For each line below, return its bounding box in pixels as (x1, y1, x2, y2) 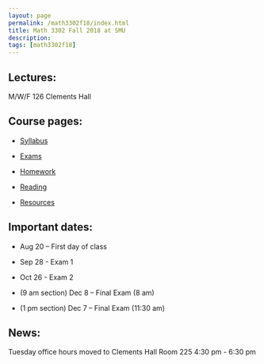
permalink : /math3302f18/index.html (8, 19, 129, 27)
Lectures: (8, 71, 57, 84)
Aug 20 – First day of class (19, 242, 107, 251)
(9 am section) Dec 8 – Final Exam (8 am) (19, 288, 155, 297)
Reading (19, 182, 48, 192)
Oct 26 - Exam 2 (19, 272, 74, 282)
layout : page (8, 11, 52, 20)
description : (8, 33, 52, 42)
